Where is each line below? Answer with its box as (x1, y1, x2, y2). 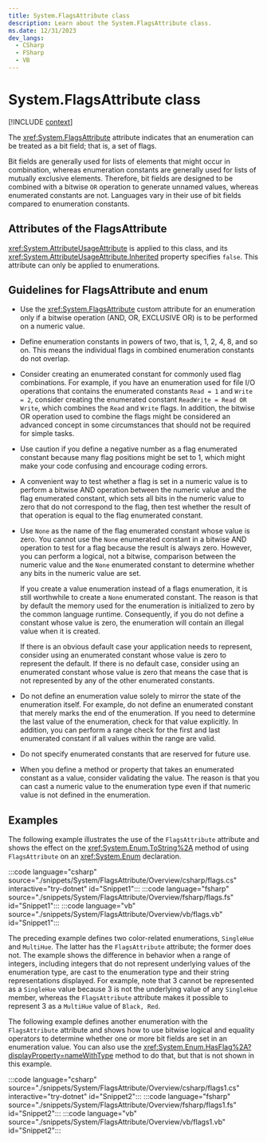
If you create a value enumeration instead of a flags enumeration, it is (19, 584, 249, 593)
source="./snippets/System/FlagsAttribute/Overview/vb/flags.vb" (8, 910, 223, 919)
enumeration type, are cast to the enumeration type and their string (8, 967, 230, 977)
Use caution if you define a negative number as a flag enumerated (19, 444, 238, 454)
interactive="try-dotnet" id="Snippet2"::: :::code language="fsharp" (8, 1092, 231, 1101)
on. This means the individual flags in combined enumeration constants (19, 345, 255, 355)
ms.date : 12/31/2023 (8, 26, 77, 34)
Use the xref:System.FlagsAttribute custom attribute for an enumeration (19, 304, 256, 314)
